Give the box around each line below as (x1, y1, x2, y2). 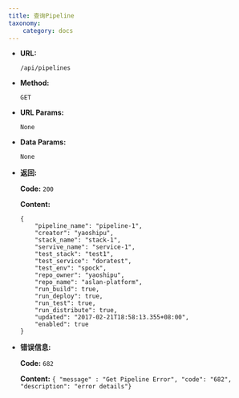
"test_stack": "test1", (34, 250, 114, 258)
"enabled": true (34, 320, 89, 329)
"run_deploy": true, (34, 292, 103, 301)
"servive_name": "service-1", (34, 243, 136, 251)
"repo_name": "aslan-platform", (34, 278, 143, 286)
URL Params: (19, 108, 64, 117)
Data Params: (19, 137, 67, 147)
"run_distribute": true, (34, 307, 118, 315)
